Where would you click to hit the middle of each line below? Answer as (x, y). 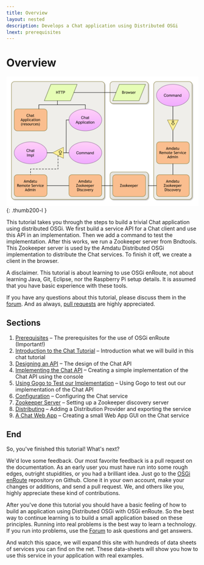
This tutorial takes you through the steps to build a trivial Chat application (98, 222)
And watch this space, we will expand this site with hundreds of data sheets (101, 542)
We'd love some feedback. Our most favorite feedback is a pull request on (100, 461)
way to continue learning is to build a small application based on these (94, 518)
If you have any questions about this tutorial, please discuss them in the (96, 297)
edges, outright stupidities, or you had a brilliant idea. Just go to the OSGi (98, 474)
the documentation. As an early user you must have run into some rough (97, 467)
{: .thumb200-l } (26, 210)
